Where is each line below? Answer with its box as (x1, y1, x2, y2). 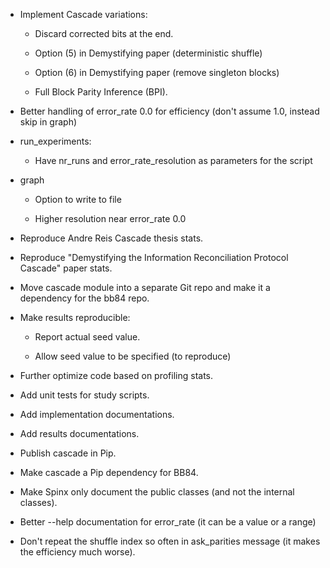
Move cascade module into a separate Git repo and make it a (19, 282, 271, 293)
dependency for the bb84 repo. (19, 292, 150, 304)
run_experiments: (19, 135, 92, 147)
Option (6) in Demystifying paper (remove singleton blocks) (34, 67, 280, 78)
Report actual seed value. (34, 331, 141, 343)
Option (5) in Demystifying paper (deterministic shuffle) (34, 47, 263, 59)
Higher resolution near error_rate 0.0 (34, 213, 187, 224)
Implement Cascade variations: (19, 9, 148, 20)
